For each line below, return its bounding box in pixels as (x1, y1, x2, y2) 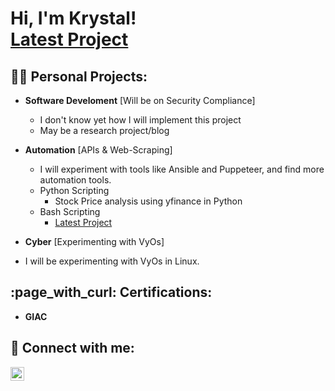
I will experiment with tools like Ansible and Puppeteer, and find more (39, 163, 325, 175)
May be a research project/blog (39, 125, 170, 136)
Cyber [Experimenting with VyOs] (24, 236, 165, 247)
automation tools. (39, 174, 112, 186)
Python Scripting (39, 185, 110, 196)
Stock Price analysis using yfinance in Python (54, 195, 243, 207)
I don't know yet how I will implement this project (39, 114, 242, 126)
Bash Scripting (39, 206, 101, 217)
